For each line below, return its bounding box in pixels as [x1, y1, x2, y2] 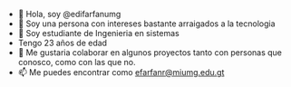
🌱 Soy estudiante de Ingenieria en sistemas [17, 28, 179, 38]
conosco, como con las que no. [17, 57, 136, 67]
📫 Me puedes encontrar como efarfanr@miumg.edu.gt [17, 67, 225, 77]
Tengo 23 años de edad [17, 37, 107, 48]
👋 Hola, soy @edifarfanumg [17, 9, 121, 19]
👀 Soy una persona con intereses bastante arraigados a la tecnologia [17, 18, 276, 29]
